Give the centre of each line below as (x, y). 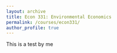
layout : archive (26, 11)
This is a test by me (30, 44)
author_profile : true (33, 28)
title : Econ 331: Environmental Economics (59, 17)
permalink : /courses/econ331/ (43, 22)
